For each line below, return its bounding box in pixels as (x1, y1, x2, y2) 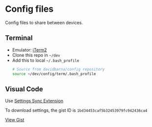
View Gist (5, 117, 25, 123)
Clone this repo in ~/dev (12, 52, 60, 58)
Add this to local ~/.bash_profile (12, 57, 79, 63)
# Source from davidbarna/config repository (12, 67, 105, 72)
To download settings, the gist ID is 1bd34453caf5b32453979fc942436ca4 (5, 107, 148, 113)
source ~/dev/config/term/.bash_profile (12, 71, 96, 76)
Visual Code (5, 85, 43, 93)
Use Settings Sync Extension (5, 98, 64, 104)
